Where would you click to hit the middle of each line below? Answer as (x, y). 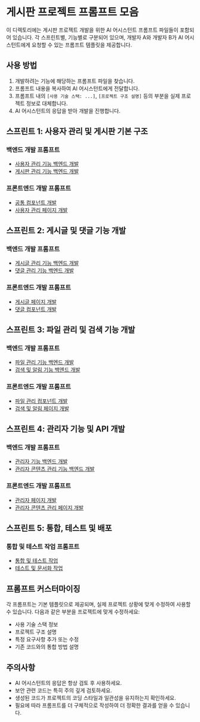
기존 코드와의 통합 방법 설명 (47, 647)
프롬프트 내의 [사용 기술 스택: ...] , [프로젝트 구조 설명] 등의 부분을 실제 (97, 95)
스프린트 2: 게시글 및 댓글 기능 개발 (66, 231)
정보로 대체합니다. (47, 103)
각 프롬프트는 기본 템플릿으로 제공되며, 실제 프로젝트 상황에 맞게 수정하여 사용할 (99, 604)
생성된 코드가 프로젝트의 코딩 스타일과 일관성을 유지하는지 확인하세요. (95, 698)
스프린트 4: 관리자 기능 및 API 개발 (66, 429)
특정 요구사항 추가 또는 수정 (47, 640)
